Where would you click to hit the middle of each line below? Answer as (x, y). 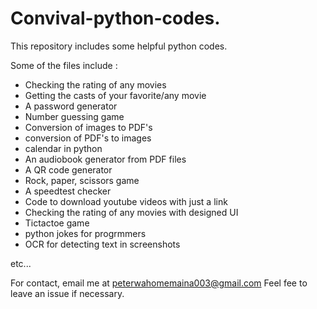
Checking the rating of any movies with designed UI (131, 212)
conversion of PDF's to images (88, 138)
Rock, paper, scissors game (82, 180)
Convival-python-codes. (115, 18)
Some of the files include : (64, 65)
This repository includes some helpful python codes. (119, 46)
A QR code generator (68, 169)
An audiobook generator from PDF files (105, 159)
